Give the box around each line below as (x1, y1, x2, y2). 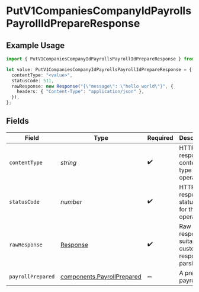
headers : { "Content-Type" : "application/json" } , (17, 89, 145, 95)
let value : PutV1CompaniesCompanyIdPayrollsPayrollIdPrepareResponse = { (6, 66, 192, 72)
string (60, 158, 77, 166)
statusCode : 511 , (11, 78, 54, 84)
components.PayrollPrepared (60, 272, 142, 281)
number (60, 197, 82, 206)
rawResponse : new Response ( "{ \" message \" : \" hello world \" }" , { (11, 83, 174, 89)
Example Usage (6, 40, 65, 50)
